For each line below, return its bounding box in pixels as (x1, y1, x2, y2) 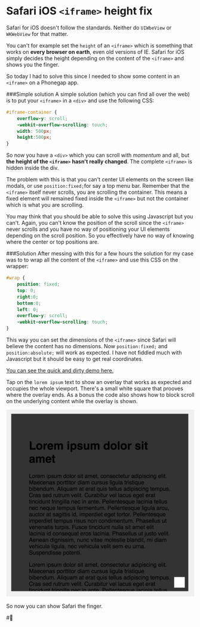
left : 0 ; (17, 306, 39, 312)
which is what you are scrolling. (6, 202, 84, 209)
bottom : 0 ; (17, 300, 42, 306)
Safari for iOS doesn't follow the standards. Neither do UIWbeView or (6, 24, 172, 31)
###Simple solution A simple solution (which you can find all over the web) (6, 90, 190, 98)
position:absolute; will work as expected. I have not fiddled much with (6, 349, 182, 357)
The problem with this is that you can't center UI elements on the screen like (6, 176, 194, 183)
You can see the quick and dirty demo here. (6, 367, 114, 375)
